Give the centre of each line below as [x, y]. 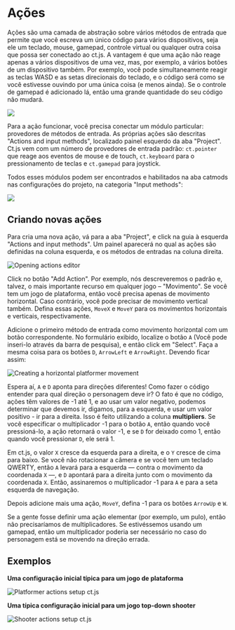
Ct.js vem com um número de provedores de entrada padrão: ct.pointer [112, 148]
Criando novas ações [54, 220]
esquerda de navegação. [43, 490]
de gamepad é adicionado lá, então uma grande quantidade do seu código [115, 92]
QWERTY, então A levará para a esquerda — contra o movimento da [105, 467]
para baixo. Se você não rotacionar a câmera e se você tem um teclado [110, 460]
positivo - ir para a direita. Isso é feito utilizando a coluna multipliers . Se [112, 416]
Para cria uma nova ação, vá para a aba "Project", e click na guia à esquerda [118, 236]
